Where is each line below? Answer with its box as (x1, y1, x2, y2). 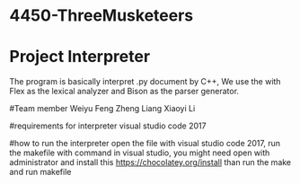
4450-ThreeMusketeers (9, 5, 194, 26)
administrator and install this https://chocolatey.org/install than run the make (9, 157, 292, 168)
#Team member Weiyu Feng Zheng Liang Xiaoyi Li (9, 103, 196, 114)
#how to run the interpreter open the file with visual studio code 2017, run (9, 138, 281, 149)
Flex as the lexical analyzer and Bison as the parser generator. (9, 86, 240, 97)
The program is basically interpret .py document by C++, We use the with (9, 76, 281, 87)
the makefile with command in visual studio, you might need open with (9, 147, 270, 158)
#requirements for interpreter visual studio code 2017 (9, 120, 207, 131)
